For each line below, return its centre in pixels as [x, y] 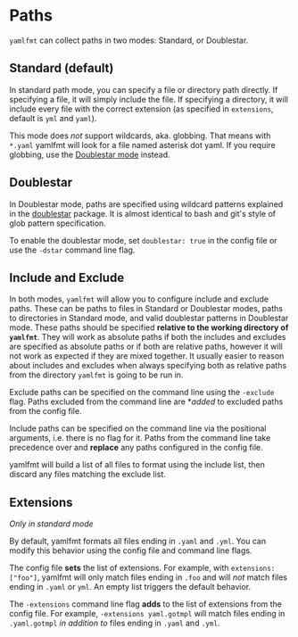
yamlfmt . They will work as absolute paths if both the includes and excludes [148, 337]
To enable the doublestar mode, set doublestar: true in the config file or [144, 240]
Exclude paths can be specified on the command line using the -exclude [142, 393]
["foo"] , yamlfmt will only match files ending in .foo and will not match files [149, 577]
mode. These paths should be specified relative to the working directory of [149, 327]
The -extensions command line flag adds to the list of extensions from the [146, 604]
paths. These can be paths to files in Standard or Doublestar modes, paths [146, 309]
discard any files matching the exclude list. [88, 475]
